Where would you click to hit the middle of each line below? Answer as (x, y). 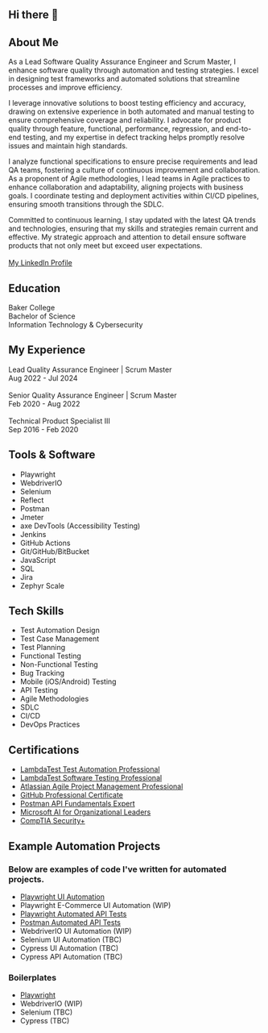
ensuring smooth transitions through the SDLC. (86, 204)
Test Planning (43, 648)
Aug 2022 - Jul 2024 (43, 378)
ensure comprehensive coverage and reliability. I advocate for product (125, 120)
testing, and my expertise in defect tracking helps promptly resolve (134, 137)
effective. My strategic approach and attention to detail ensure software (128, 237)
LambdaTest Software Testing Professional (91, 778)
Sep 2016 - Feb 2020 (43, 429)
